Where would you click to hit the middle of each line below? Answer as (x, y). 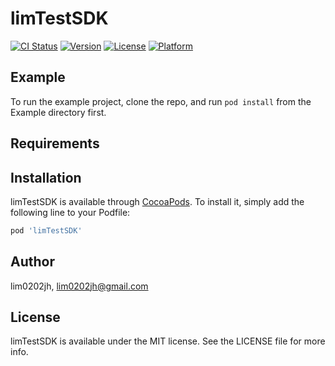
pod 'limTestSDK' (46, 230)
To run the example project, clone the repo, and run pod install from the (161, 101)
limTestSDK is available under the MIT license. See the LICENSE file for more (168, 341)
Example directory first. (58, 112)
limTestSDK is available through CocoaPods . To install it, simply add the (157, 201)
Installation (46, 177)
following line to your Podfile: (70, 212)
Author (32, 262)
